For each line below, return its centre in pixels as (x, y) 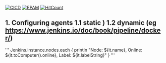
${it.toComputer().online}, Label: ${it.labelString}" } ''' (60, 55)
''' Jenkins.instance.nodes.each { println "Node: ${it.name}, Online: (74, 50)
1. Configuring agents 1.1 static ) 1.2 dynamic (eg (81, 23)
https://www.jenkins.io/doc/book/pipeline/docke (83, 31)
